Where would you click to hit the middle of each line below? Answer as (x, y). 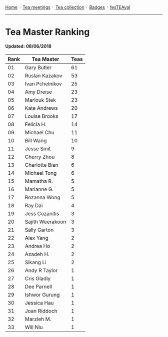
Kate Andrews (41, 108)
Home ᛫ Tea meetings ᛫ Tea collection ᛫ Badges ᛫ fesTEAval (68, 7)
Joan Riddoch (41, 311)
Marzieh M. (38, 319)
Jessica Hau (39, 303)
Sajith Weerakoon (45, 222)
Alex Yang (36, 238)
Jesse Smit (38, 149)
